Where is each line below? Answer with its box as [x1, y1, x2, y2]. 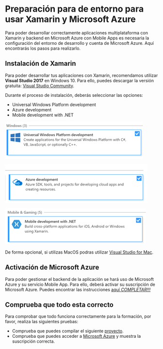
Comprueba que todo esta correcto [5, 300, 114, 309]
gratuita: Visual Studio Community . [5, 83, 74, 89]
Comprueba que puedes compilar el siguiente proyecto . [12, 328, 124, 334]
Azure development [12, 107, 52, 112]
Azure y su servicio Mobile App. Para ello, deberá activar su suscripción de [5, 281, 155, 287]
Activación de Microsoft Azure [5, 263, 99, 272]
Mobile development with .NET [12, 112, 74, 118]
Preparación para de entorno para [5, 3, 144, 15]
